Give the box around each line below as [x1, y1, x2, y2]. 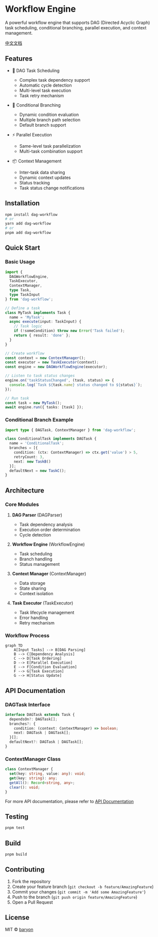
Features [5, 55, 33, 63]
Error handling [19, 615, 48, 621]
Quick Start [5, 244, 40, 252]
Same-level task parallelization [19, 143, 81, 149]
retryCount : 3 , [14, 454, 45, 459]
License [5, 914, 30, 922]
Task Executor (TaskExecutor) [12, 600, 73, 606]
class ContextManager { [5, 767, 53, 772]
